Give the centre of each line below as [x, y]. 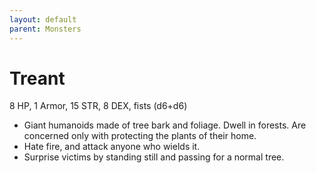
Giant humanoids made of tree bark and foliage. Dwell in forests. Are [165, 125]
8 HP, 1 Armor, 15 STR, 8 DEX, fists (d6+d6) [98, 106]
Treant [37, 78]
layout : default [43, 19]
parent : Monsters [45, 29]
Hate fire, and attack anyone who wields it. [112, 147]
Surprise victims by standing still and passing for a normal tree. [154, 157]
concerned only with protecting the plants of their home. [140, 136]
